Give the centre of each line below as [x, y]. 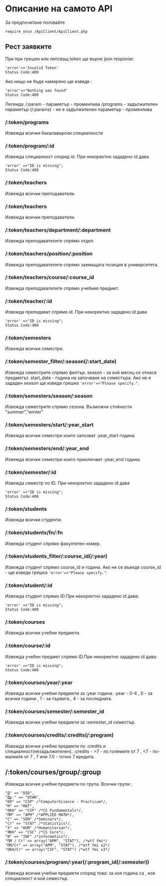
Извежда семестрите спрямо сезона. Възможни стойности [69, 407]
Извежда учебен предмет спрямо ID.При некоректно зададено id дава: [81, 656]
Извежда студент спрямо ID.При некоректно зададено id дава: [72, 596]
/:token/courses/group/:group [53, 772]
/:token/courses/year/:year [39, 682]
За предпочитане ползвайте [35, 22]
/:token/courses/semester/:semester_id [55, 711]
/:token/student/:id [29, 585]
